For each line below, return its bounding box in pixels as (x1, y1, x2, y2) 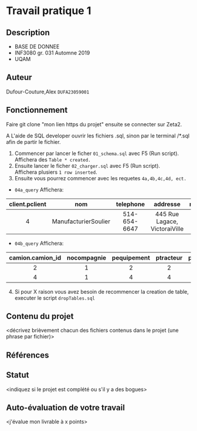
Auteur (6, 72, 32, 83)
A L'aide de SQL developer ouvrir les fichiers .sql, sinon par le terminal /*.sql (6, 132, 189, 139)
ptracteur (155, 254, 183, 262)
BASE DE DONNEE (14, 43, 60, 50)
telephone (116, 200, 145, 208)
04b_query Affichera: (14, 240, 64, 247)
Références (6, 350, 49, 360)
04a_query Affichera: (14, 186, 64, 193)
